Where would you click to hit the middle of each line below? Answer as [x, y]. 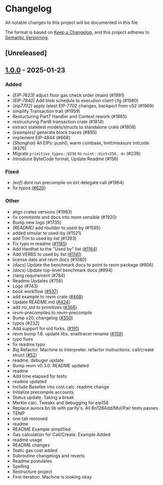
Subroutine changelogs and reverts [49, 456]
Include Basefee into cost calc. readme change [61, 387]
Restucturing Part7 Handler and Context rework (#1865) [70, 117]
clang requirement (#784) [39, 275]
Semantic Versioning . [27, 37]
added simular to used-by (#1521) [47, 233]
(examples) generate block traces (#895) [55, 132]
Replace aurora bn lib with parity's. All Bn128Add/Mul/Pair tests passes [85, 408]
